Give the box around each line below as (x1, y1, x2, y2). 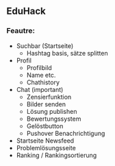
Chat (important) (16, 85, 64, 93)
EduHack (6, 5, 46, 17)
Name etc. (26, 71, 56, 79)
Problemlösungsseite (16, 143, 76, 152)
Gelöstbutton (26, 121, 64, 130)
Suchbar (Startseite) (16, 41, 74, 50)
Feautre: (6, 26, 36, 36)
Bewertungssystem (26, 115, 81, 123)
